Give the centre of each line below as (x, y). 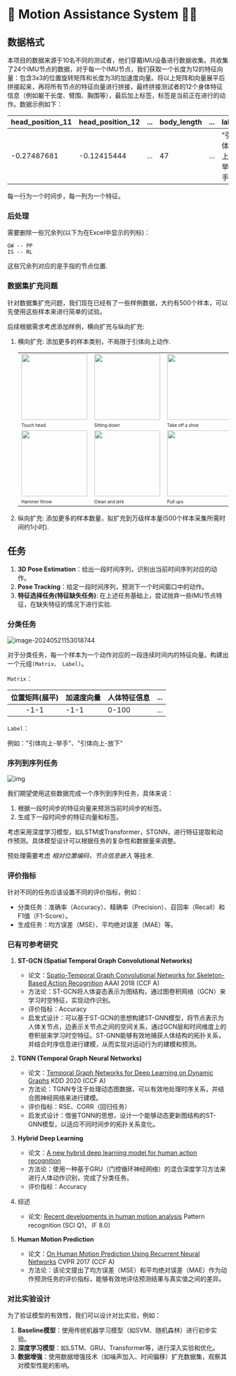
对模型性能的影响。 (45, 1365)
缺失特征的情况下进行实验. (74, 605)
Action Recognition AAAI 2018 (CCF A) (104, 983)
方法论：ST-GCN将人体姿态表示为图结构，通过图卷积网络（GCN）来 (127, 991)
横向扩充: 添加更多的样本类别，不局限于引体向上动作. (94, 341)
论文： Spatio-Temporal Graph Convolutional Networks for (111, 975)
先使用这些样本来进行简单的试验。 (57, 311)
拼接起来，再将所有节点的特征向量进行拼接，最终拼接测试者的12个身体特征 (115, 86)
